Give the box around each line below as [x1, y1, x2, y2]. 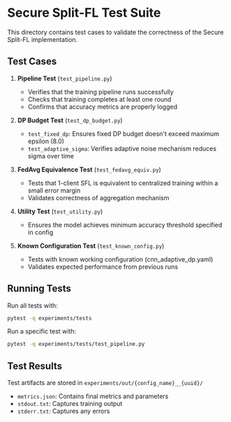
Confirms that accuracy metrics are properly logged [27, 103, 178, 111]
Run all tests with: [7, 301, 58, 310]
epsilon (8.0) [27, 137, 65, 145]
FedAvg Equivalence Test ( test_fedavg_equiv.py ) [17, 165, 162, 174]
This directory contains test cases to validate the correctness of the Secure [7, 28, 224, 36]
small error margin [27, 186, 81, 195]
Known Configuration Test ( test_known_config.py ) [17, 241, 165, 250]
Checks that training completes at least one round [27, 95, 172, 103]
